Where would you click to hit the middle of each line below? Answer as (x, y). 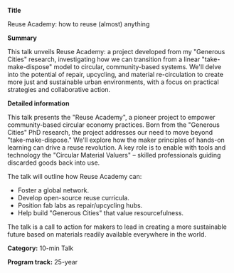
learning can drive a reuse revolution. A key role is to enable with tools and (117, 148)
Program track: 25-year (43, 262)
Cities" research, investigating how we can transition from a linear (104, 59)
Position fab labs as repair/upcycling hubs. (80, 205)
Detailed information (38, 103)
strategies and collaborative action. (59, 89)
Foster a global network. (53, 190)
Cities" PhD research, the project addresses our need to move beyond (110, 132)
